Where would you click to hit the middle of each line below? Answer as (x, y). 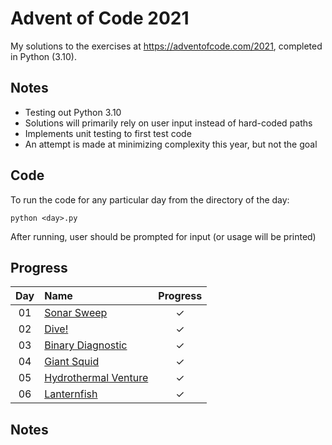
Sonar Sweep (76, 313)
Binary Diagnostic (86, 345)
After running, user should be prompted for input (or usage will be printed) (163, 236)
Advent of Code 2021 (100, 18)
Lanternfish (71, 394)
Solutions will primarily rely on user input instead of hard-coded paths (168, 123)
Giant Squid (72, 362)
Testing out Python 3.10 (73, 112)
